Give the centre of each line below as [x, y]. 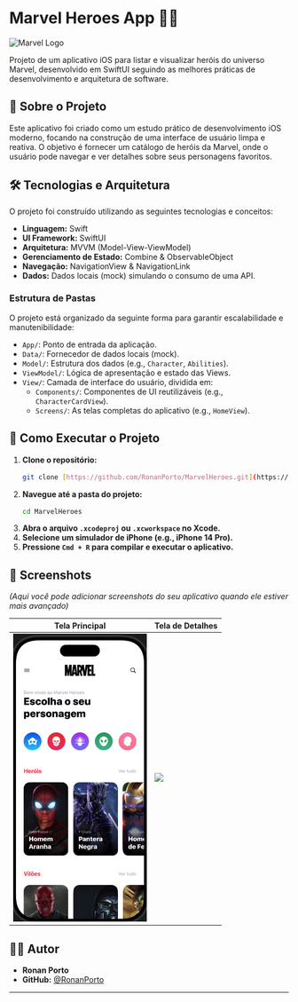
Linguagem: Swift [55, 228]
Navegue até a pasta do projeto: [82, 494]
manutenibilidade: [42, 327]
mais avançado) [39, 606]
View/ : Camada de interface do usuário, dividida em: [118, 382]
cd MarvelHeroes [52, 511]
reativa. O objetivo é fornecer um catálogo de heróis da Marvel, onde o [139, 146]
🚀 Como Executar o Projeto [85, 438]
